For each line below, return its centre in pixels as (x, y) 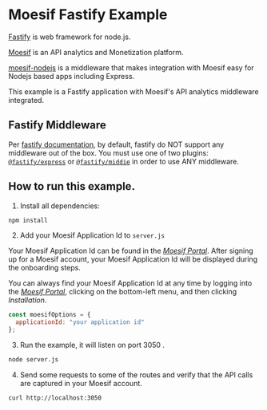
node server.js (34, 360)
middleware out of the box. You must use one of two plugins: (109, 152)
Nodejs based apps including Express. (72, 76)
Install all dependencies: (60, 206)
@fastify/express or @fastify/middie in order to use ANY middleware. (124, 161)
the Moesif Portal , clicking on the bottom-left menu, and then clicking (123, 292)
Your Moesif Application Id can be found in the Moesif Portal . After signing (131, 251)
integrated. (26, 100)
